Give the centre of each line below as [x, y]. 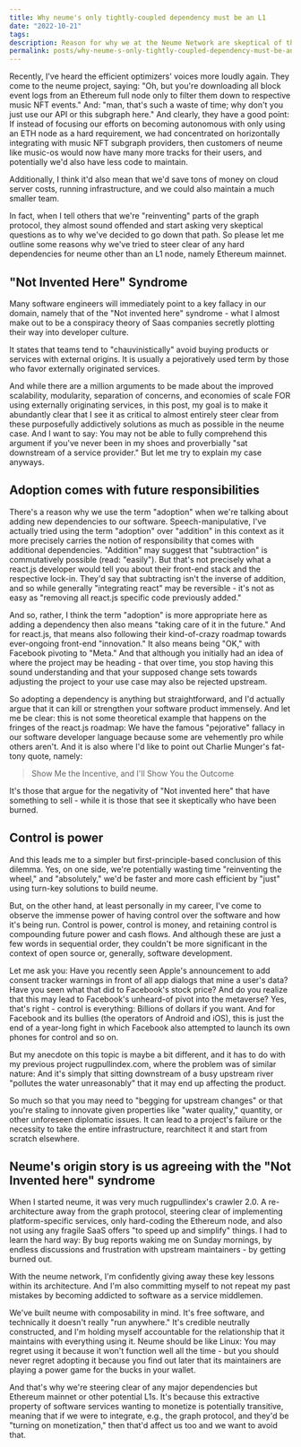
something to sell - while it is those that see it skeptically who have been [143, 800]
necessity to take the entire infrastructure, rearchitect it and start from [138, 1129]
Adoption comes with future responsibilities [134, 491]
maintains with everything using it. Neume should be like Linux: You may [142, 1341]
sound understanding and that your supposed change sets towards [133, 672]
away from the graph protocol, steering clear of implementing [170, 1211]
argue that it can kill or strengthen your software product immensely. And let [150, 708]
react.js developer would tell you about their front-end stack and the [135, 569]
